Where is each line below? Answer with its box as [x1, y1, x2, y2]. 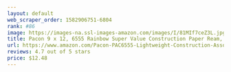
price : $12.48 [7, 55, 48, 62]
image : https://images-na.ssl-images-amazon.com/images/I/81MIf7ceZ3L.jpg [7, 29, 226, 36]
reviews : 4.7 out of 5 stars [7, 49, 91, 56]
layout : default [7, 10, 54, 17]
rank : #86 [7, 23, 36, 29]
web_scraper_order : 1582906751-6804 [7, 16, 112, 23]
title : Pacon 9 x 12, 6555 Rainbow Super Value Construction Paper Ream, [7, 36, 223, 43]
